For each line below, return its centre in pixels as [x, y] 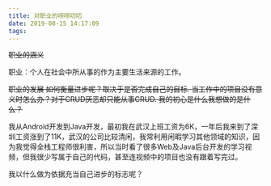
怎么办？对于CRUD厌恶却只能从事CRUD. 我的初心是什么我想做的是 [133, 99]
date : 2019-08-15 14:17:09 [54, 23]
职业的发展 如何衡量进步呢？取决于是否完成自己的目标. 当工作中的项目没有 [132, 89]
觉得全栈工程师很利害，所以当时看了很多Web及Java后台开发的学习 [133, 147]
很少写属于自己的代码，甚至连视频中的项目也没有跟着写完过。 [139, 157]
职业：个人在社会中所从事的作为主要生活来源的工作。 [97, 72]
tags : [17, 31]
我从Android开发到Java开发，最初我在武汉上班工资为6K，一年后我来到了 [130, 127]
